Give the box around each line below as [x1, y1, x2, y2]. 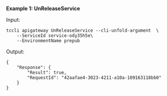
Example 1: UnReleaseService [6, 5, 81, 12]
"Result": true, [27, 70, 67, 76]
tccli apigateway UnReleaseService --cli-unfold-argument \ [6, 28, 159, 33]
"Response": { [16, 64, 51, 70]
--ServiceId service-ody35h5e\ [16, 33, 93, 39]
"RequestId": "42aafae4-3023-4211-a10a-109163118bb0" [27, 75, 162, 81]
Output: [6, 48, 25, 55]
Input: [6, 16, 21, 23]
